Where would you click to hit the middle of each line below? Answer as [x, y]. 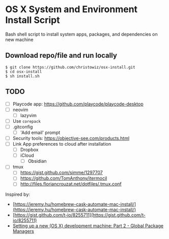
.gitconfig [23, 127]
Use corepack [26, 121]
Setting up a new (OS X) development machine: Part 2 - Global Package [88, 226]
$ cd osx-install [24, 72]
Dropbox [29, 150]
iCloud [27, 155]
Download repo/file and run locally [61, 56]
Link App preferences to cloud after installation [62, 144]
